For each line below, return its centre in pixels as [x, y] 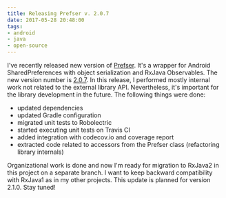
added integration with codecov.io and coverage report [95, 137]
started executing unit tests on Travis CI [74, 130]
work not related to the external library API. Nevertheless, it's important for [113, 87]
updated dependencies [50, 108]
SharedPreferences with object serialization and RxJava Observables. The [113, 72]
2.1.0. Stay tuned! [32, 187]
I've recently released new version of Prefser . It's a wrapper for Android [109, 65]
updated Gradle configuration [59, 115]
